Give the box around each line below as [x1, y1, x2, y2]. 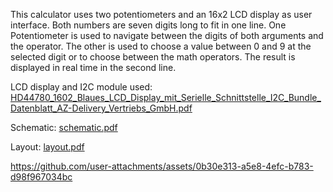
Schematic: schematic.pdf [10, 122, 118, 133]
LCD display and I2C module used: [10, 81, 153, 93]
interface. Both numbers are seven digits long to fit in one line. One [10, 19, 287, 31]
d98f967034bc [10, 171, 73, 183]
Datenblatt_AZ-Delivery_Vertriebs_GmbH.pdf [10, 102, 193, 114]
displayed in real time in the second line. [10, 62, 177, 73]
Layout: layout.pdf [10, 141, 85, 153]
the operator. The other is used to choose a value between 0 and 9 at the [10, 40, 312, 52]
